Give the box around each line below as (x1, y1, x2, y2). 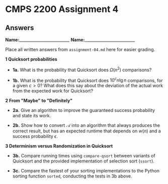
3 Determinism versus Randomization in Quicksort (5, 143, 113, 149)
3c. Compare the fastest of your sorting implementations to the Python (12, 168, 160, 174)
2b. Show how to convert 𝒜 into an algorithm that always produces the (12, 122, 160, 128)
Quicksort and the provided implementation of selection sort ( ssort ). (12, 158, 155, 164)
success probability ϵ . (12, 133, 58, 139)
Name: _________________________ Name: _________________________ (5, 37, 135, 43)
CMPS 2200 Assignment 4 (5, 4, 119, 15)
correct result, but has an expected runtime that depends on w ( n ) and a (12, 128, 161, 134)
